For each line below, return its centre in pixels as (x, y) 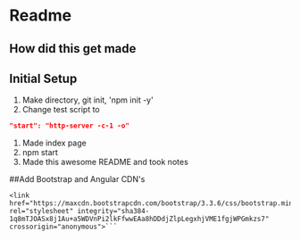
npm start (40, 153)
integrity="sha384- (113, 211)
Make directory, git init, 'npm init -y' (87, 100)
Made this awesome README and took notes (105, 162)
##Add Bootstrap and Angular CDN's (77, 179)
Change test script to (61, 110)
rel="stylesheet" (42, 211)
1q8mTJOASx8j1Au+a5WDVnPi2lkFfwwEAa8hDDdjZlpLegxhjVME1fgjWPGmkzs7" (139, 219)
